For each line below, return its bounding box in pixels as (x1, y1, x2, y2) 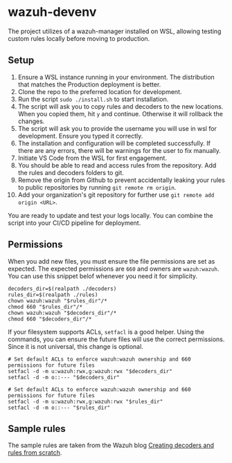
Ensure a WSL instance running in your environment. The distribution (17, 73, 215, 81)
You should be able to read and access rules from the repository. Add (17, 161, 217, 170)
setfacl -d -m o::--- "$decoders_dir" (8, 374, 120, 381)
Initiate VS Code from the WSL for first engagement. (17, 154, 167, 162)
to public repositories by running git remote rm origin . (17, 183, 177, 191)
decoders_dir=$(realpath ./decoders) (8, 285, 117, 292)
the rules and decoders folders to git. (17, 168, 124, 176)
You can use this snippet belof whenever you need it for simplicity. (8, 271, 198, 280)
